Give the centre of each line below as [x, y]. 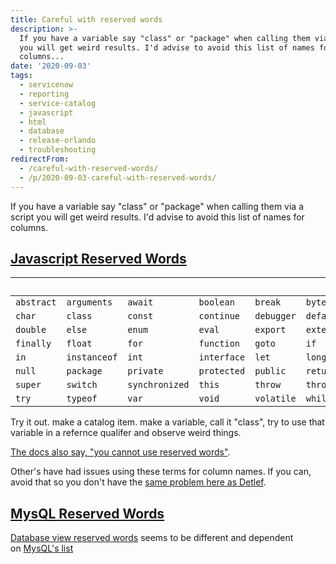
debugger [275, 316]
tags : [21, 76]
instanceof [92, 357]
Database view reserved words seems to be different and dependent [152, 538]
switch [82, 385]
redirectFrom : [40, 159]
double [31, 330]
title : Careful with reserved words [86, 19]
